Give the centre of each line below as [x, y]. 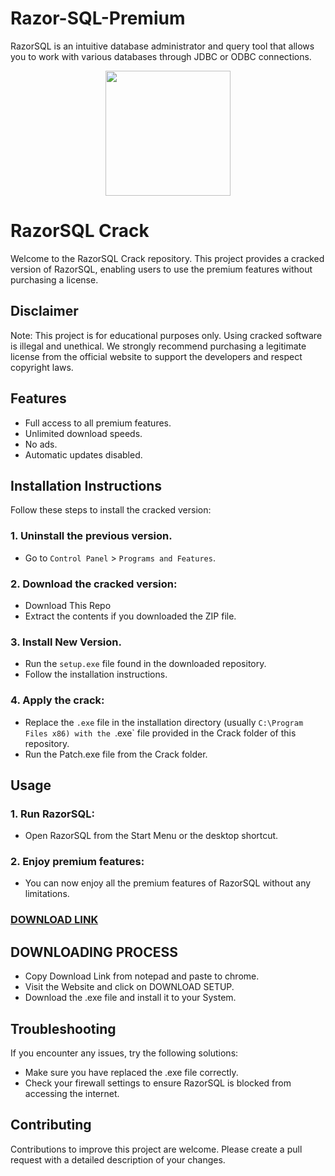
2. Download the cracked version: [94, 584]
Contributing [51, 1125]
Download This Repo [68, 605]
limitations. [47, 894]
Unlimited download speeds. [83, 433]
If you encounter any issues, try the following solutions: [124, 1053]
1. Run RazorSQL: [52, 814]
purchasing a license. [54, 279]
